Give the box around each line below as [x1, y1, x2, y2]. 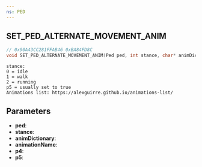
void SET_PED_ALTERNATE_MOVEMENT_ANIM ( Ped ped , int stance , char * [6, 52, 176, 59]
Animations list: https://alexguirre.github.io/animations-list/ [6, 90, 173, 96]
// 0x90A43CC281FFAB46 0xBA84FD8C [6, 47, 93, 53]
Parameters [6, 106, 51, 116]
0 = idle [6, 68, 28, 75]
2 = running [6, 79, 36, 85]
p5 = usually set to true [6, 85, 71, 91]
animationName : [14, 141, 58, 148]
